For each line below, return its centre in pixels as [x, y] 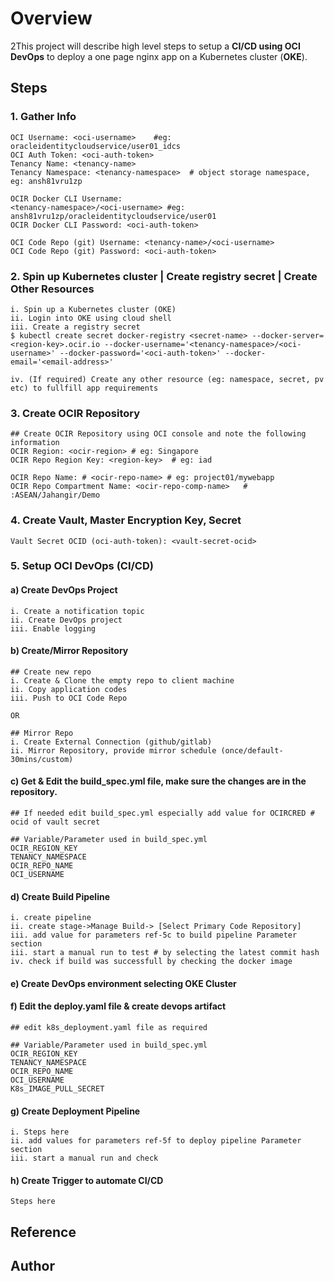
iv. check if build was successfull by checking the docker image [151, 962]
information [35, 443]
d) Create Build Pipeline [60, 896]
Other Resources [52, 289]
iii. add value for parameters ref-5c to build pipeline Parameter [154, 935]
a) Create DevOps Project [64, 590]
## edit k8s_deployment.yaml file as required [109, 1028]
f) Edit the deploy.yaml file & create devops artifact [118, 1006]
